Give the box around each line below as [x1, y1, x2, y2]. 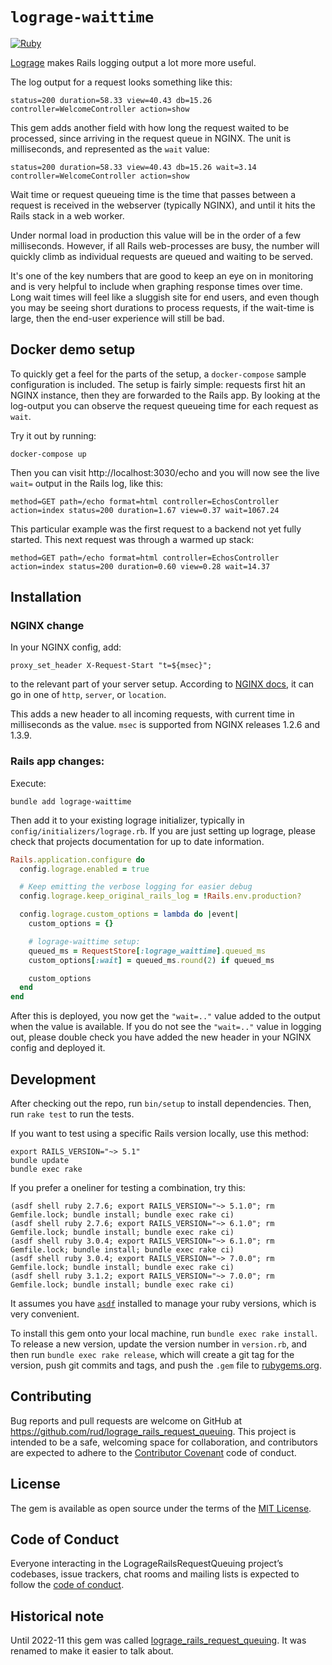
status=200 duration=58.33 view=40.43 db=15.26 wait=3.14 [10, 162, 257, 172]
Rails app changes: [10, 754, 105, 768]
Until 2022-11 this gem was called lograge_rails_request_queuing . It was [10, 1634, 307, 1647]
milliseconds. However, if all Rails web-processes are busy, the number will [10, 239, 320, 252]
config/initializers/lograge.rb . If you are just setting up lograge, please [10, 824, 316, 837]
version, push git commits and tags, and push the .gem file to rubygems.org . [10, 1359, 323, 1372]
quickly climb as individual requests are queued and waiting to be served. [10, 250, 314, 262]
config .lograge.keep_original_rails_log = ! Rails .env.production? [19, 891, 302, 902]
